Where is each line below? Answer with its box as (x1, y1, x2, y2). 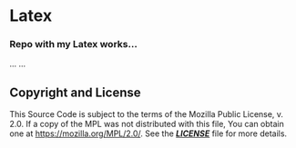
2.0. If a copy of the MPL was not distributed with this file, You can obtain (9, 119, 284, 130)
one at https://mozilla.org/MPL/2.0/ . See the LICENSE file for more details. (9, 128, 288, 139)
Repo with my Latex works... (9, 38, 138, 51)
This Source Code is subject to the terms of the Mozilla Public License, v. (9, 109, 284, 120)
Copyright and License (9, 84, 141, 100)
